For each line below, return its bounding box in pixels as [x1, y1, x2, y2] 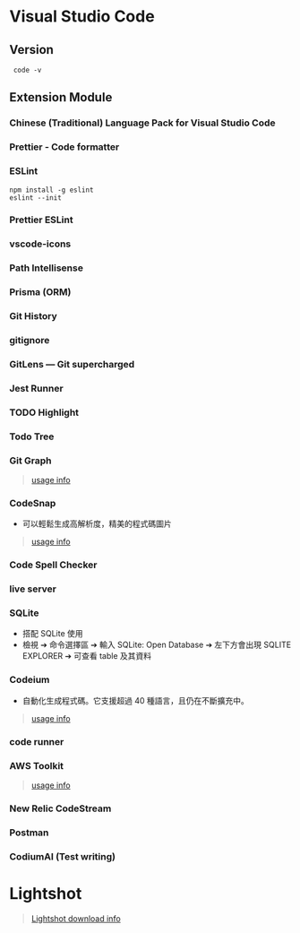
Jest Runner [9, 382, 64, 394]
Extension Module [9, 90, 113, 105]
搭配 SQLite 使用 [21, 628, 83, 639]
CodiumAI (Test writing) [9, 850, 116, 862]
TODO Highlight [9, 406, 79, 419]
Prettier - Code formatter [9, 141, 120, 153]
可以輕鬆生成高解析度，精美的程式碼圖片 [21, 518, 172, 530]
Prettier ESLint [9, 213, 73, 226]
